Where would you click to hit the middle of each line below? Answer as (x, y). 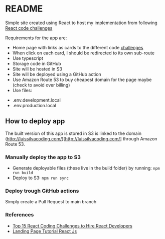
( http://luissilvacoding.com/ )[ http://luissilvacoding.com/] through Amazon (81, 138)
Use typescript (28, 58)
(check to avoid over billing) (41, 85)
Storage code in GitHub (37, 63)
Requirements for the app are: (36, 38)
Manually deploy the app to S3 (43, 157)
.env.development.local (37, 100)
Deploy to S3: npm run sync (41, 178)
